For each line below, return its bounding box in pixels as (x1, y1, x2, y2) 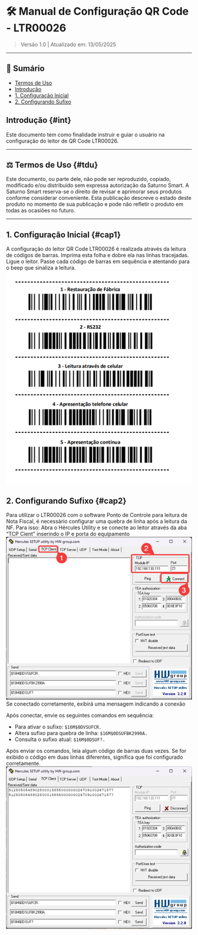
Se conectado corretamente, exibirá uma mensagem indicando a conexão (6, 700, 186, 707)
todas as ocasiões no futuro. (6, 207, 75, 214)
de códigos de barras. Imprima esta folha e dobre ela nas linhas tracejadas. (6, 252, 189, 259)
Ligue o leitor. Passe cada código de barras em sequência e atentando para (6, 258, 190, 265)
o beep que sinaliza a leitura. (6, 264, 76, 271)
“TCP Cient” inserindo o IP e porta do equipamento (6, 530, 130, 538)
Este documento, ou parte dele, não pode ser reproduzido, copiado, (6, 176, 171, 183)
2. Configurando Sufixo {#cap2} (6, 496, 127, 506)
